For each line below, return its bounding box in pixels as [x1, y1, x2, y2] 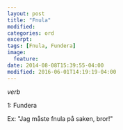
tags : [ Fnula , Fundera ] [7, 42, 76, 49]
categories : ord [7, 29, 54, 37]
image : [7, 49, 26, 56]
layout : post [7, 10, 45, 17]
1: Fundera [7, 101, 37, 109]
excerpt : [7, 36, 33, 43]
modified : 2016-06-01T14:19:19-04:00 [7, 68, 117, 75]
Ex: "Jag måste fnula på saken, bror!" [7, 114, 113, 122]
